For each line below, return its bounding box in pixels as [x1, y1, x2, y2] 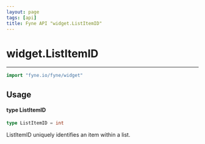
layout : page [6, 9, 40, 15]
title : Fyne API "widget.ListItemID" [6, 20, 103, 26]
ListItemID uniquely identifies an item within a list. [6, 131, 131, 138]
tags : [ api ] [6, 15, 37, 21]
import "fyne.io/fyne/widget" [6, 73, 84, 79]
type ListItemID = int [6, 120, 64, 126]
